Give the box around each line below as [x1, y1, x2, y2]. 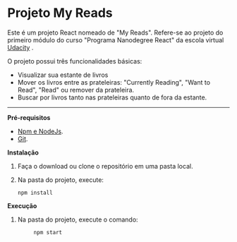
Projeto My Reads [7, 5, 113, 21]
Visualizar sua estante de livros [17, 71, 109, 79]
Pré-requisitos [7, 113, 51, 121]
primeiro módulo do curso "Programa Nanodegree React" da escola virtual [7, 35, 224, 44]
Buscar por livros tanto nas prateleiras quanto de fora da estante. [17, 93, 207, 102]
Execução [7, 201, 37, 210]
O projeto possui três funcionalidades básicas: [7, 56, 142, 65]
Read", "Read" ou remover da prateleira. [17, 85, 135, 94]
